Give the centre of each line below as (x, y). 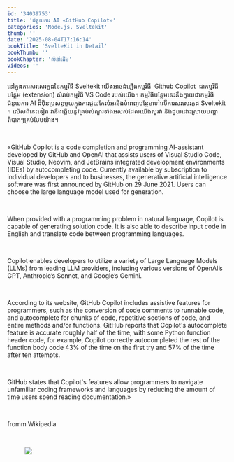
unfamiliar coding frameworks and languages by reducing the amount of (111, 389)
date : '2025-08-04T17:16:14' (50, 40)
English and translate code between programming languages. (96, 233)
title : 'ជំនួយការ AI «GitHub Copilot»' (62, 20)
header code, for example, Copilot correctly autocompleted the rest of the (114, 339)
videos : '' (23, 66)
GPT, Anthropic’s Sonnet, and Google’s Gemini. (74, 275)
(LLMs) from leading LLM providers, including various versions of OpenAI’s (115, 268)
